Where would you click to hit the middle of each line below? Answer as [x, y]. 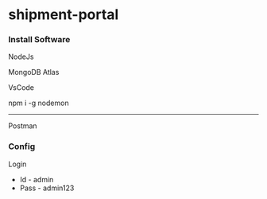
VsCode [21, 88]
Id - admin [37, 179]
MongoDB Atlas [34, 72]
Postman [23, 126]
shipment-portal [64, 15]
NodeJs [21, 57]
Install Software [39, 40]
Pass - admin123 [47, 188]
